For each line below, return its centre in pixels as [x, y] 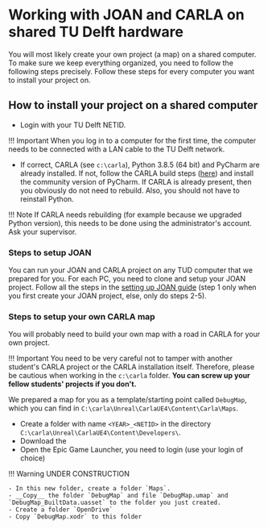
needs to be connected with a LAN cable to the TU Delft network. [117, 149]
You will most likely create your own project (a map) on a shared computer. [132, 54]
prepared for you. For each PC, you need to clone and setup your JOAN [127, 279]
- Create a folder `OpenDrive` [61, 510]
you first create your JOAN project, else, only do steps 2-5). [107, 296]
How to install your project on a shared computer [133, 105]
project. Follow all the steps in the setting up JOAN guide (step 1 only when [132, 287]
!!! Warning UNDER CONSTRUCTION [69, 474]
